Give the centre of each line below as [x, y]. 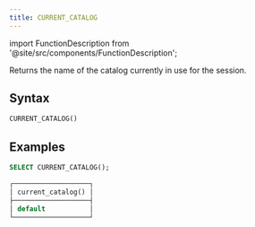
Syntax [30, 98]
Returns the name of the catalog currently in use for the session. [128, 70]
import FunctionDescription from [69, 43]
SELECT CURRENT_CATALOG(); [59, 168]
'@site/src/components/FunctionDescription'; [93, 52]
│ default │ [51, 209]
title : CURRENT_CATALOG [54, 17]
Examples [37, 147]
